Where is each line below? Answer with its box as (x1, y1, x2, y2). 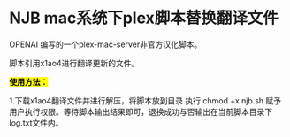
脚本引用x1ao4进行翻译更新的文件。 (9, 57, 140, 68)
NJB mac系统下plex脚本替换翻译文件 (9, 8, 279, 28)
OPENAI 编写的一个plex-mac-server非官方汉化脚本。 (9, 39, 202, 49)
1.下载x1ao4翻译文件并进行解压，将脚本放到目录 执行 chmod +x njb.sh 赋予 (9, 95, 282, 106)
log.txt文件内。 (9, 117, 64, 128)
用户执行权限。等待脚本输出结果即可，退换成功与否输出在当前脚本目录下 (9, 106, 272, 117)
